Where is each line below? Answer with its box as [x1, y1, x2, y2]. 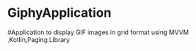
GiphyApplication [7, 5, 112, 21]
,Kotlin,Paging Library [7, 35, 70, 43]
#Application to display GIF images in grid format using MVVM [7, 28, 190, 36]
